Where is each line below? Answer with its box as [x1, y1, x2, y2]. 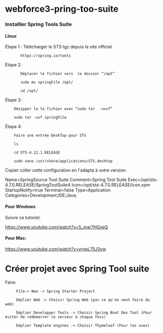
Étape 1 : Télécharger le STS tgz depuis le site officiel [5, 44, 112, 50]
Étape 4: [5, 124, 22, 130]
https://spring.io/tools [20, 53, 71, 58]
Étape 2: [5, 62, 22, 68]
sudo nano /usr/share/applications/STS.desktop [14, 159, 113, 164]
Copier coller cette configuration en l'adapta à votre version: [5, 167, 127, 173]
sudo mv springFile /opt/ [20, 80, 73, 85]
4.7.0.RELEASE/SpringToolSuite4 [5, 182, 71, 188]
